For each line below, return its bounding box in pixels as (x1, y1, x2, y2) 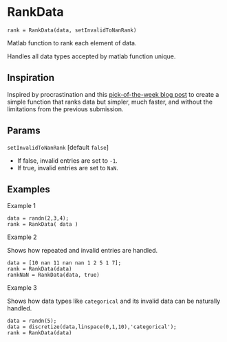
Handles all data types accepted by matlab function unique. (7, 52, 176, 60)
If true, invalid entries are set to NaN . (17, 163, 119, 172)
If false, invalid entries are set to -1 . (17, 156, 118, 165)
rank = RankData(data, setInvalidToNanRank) (7, 27, 137, 34)
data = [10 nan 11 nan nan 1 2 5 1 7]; (7, 260, 122, 266)
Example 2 (7, 233, 37, 241)
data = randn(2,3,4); (7, 215, 69, 222)
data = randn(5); (7, 317, 57, 325)
